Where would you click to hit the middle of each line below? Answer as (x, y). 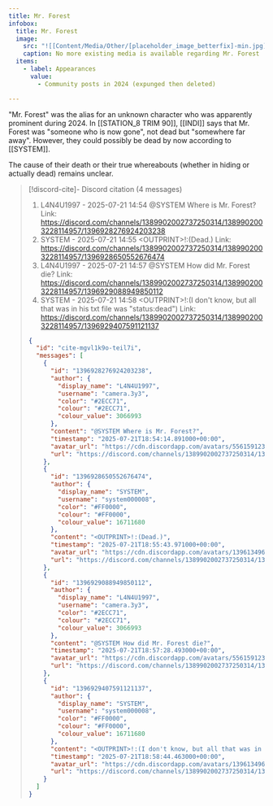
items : (27, 62)
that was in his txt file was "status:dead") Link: (118, 308)
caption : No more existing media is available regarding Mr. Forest (141, 54)
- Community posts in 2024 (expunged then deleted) (127, 84)
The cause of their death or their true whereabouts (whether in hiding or (129, 164)
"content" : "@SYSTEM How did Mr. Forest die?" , (132, 643)
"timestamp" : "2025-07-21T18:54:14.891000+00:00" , (138, 439)
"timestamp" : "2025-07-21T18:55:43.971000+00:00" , (138, 545)
